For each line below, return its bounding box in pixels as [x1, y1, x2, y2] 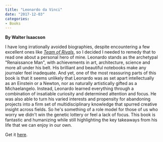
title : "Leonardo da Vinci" [5, 7, 63, 12]
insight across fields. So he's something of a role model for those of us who [5, 107, 158, 113]
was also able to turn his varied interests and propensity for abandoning [5, 96, 151, 102]
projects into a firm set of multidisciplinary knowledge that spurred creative [5, 101, 158, 107]
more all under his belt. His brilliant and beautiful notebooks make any [5, 65, 146, 71]
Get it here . [5, 132, 28, 138]
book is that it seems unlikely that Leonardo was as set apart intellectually [5, 75, 155, 81]
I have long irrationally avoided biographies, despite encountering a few [5, 44, 150, 50]
